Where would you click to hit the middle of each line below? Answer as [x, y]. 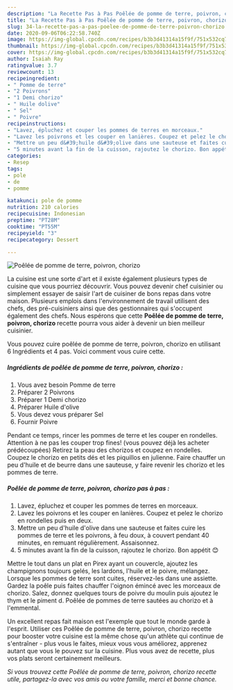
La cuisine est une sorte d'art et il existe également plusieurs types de [107, 279]
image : [17, 40]
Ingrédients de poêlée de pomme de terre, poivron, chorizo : [95, 367]
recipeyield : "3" [32, 233]
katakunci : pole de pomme [44, 201]
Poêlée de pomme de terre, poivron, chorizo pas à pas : [88, 488]
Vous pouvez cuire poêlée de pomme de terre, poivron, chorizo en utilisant [114, 344]
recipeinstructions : [37, 123]
